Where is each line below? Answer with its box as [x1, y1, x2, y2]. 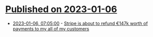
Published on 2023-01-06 [5, 4, 117, 15]
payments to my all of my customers [12, 25, 89, 31]
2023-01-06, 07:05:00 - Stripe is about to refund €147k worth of [12, 20, 148, 26]
